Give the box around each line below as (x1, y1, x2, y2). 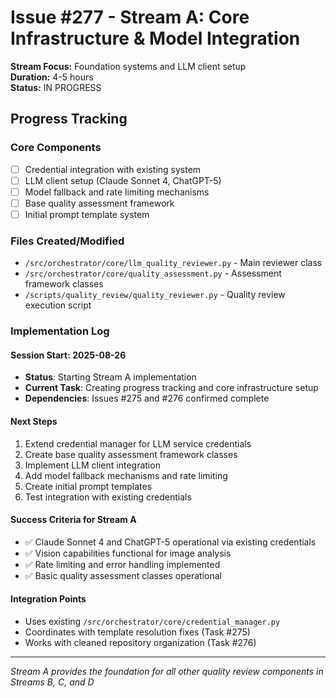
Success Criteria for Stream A (10, 514, 137, 526)
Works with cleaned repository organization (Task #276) (24, 636, 257, 648)
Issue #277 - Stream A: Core (10, 6, 250, 29)
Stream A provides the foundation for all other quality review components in (10, 665, 324, 677)
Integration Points (10, 593, 87, 605)
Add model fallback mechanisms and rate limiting (24, 469, 228, 481)
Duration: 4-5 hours (10, 71, 94, 83)
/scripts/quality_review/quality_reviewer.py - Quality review (24, 289, 286, 301)
